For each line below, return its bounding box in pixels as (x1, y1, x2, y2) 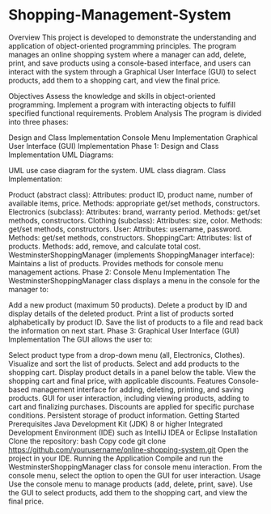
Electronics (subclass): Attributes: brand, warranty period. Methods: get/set (8, 206, 260, 216)
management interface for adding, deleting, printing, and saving (31, 384, 244, 394)
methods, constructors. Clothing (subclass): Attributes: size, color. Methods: (8, 215, 263, 225)
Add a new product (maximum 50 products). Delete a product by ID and (8, 299, 248, 309)
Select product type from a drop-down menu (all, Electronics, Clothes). (8, 350, 245, 359)
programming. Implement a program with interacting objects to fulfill (8, 100, 236, 109)
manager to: (8, 284, 49, 294)
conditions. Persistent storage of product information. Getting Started (8, 410, 240, 420)
